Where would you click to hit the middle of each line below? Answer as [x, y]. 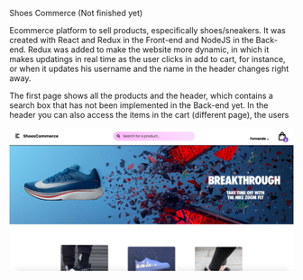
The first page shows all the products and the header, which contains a [141, 95]
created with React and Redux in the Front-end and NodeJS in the [132, 40]
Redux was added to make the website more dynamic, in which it [148, 50]
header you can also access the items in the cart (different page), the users [149, 115]
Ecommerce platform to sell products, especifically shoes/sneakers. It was [147, 30]
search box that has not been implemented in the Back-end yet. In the [139, 105]
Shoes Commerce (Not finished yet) [76, 13]
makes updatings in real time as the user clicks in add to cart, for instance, [147, 59]
